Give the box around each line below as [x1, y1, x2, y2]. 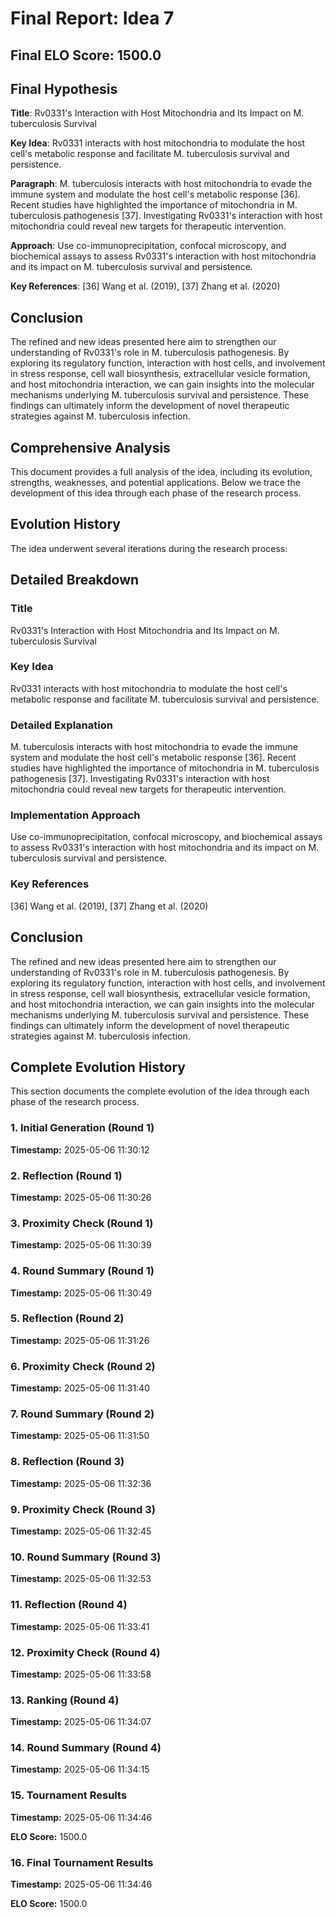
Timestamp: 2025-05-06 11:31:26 [10, 1334, 150, 1346]
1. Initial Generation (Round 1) [10, 1121, 155, 1135]
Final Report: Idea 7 [10, 7, 175, 30]
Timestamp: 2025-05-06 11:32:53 [10, 1573, 152, 1585]
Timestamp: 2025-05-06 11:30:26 [10, 1191, 152, 1203]
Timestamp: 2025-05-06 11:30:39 [10, 1239, 152, 1251]
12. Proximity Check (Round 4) [10, 1645, 161, 1659]
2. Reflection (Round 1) [10, 1168, 123, 1182]
